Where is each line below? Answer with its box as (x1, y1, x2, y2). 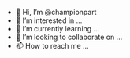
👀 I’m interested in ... (15, 16, 83, 25)
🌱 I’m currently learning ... (15, 24, 100, 33)
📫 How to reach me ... (15, 42, 89, 50)
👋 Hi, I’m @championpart (15, 8, 97, 16)
